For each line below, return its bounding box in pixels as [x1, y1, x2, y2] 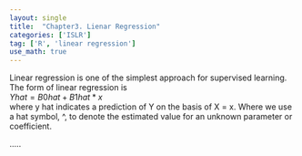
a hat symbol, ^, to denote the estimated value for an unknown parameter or [9, 111, 293, 122]
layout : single [9, 13, 67, 23]
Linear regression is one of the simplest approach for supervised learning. [9, 72, 287, 83]
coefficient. [9, 120, 53, 132]
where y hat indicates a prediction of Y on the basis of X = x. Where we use [9, 101, 293, 112]
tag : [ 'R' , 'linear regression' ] [9, 38, 136, 48]
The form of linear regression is [9, 82, 127, 93]
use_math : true [9, 47, 67, 57]
